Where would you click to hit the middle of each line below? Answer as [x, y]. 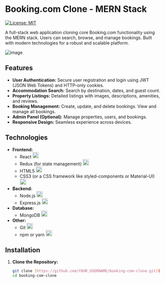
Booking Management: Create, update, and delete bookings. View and [84, 106]
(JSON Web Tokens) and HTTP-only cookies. [58, 85]
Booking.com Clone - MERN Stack [76, 9]
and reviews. [25, 101]
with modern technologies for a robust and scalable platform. [67, 43]
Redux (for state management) [51, 164]
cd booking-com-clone [34, 276]
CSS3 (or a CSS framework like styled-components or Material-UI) [87, 176]
